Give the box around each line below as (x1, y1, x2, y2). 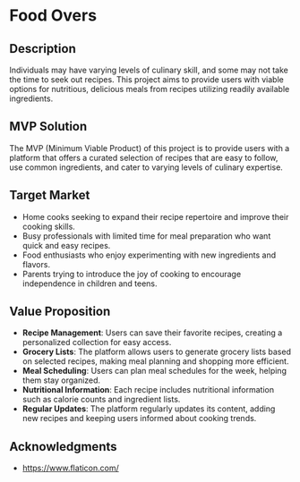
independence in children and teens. (21, 278, 159, 289)
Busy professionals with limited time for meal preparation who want (21, 230, 271, 241)
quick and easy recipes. (21, 240, 111, 250)
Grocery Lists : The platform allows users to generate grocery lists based (21, 346, 291, 358)
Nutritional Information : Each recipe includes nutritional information (21, 385, 275, 395)
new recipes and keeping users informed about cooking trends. (21, 413, 257, 424)
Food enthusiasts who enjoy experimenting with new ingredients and (21, 249, 277, 260)
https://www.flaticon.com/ (21, 462, 119, 474)
